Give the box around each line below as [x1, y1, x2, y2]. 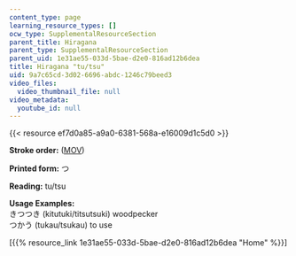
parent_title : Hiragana [9, 37, 97, 47]
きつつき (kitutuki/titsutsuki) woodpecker [9, 209, 159, 220]
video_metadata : [9, 95, 69, 105]
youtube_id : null [17, 104, 82, 112]
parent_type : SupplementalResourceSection [9, 46, 168, 55]
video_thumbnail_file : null [17, 87, 121, 96]
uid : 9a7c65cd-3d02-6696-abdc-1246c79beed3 [9, 71, 173, 80]
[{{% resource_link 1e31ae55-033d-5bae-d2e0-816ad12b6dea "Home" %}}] [9, 237, 288, 248]
